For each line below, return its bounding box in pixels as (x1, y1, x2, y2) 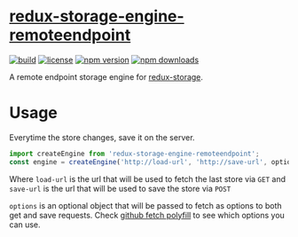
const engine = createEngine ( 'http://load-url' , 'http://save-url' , (9, 157, 268, 166)
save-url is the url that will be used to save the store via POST (9, 183, 231, 194)
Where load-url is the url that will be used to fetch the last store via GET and (9, 173, 286, 184)
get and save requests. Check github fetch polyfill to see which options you (9, 209, 286, 220)
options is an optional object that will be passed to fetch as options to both (9, 200, 282, 210)
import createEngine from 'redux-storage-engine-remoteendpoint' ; (9, 149, 260, 158)
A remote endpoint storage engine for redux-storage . (9, 71, 204, 82)
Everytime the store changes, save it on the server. (9, 131, 195, 143)
